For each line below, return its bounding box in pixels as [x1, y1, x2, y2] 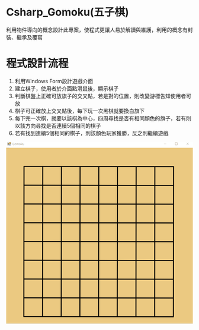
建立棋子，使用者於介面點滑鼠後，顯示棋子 [14, 84, 119, 92]
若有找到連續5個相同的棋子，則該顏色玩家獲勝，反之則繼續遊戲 [14, 129, 169, 137]
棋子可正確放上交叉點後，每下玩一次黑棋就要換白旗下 [14, 107, 145, 114]
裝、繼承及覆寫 [6, 33, 43, 40]
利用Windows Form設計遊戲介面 [14, 77, 94, 84]
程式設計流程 [6, 57, 69, 70]
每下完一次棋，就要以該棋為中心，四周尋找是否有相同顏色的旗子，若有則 [14, 114, 191, 122]
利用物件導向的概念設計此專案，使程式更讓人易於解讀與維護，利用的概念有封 [6, 26, 193, 33]
